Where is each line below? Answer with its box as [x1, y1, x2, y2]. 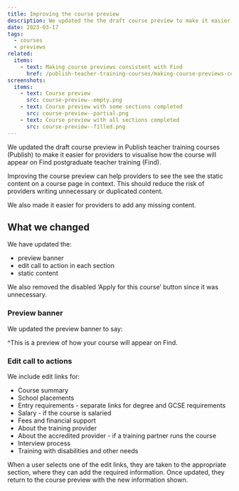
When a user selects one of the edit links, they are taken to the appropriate [7, 460, 226, 469]
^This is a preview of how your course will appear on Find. [7, 338, 178, 346]
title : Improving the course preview [7, 10, 119, 18]
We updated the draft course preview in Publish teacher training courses [7, 143, 221, 151]
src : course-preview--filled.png [26, 123, 126, 130]
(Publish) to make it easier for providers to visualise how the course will [7, 150, 217, 159]
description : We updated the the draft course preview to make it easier [7, 17, 231, 24]
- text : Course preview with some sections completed [20, 103, 183, 110]
